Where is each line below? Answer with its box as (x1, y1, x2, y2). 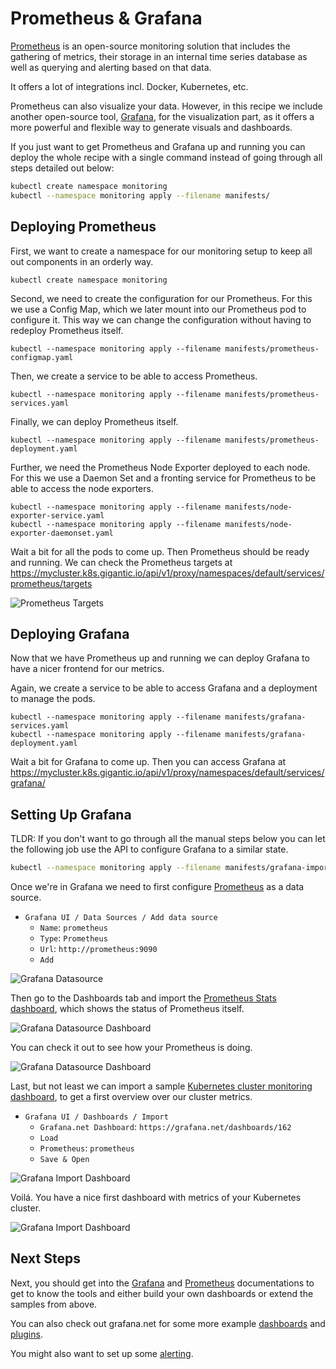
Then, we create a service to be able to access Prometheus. (10, 370, 258, 382)
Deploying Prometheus (10, 218, 157, 236)
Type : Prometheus (39, 932, 108, 944)
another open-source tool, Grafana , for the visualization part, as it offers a (10, 110, 315, 122)
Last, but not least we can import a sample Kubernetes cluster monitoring (10, 1080, 313, 1092)
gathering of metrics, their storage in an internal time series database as (10, 50, 308, 62)
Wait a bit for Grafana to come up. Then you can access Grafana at (10, 756, 287, 768)
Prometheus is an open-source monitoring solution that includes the (10, 40, 291, 52)
